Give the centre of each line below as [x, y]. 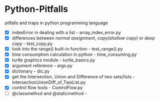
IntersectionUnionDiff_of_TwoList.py [49, 82]
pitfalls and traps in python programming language [56, 23]
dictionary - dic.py [31, 71]
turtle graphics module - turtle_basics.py [53, 60]
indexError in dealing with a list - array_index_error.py [66, 32]
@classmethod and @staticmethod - [49, 93]
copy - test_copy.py [32, 44]
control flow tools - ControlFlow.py [47, 88]
